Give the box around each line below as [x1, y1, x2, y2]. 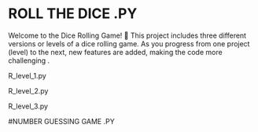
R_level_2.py [8, 86, 49, 95]
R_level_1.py [8, 71, 47, 80]
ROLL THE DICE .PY [8, 5, 138, 23]
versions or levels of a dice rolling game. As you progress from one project [8, 38, 250, 48]
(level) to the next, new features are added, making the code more [8, 47, 223, 57]
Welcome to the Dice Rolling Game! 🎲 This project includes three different [8, 31, 246, 40]
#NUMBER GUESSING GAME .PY [8, 116, 116, 126]
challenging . [8, 56, 50, 65]
